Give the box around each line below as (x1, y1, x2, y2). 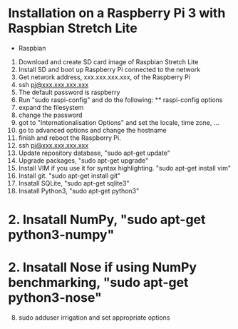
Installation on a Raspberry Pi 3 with (8, 5, 226, 21)
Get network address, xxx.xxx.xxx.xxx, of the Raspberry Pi (18, 73, 191, 81)
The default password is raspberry (18, 88, 120, 96)
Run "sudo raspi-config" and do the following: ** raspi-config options (18, 95, 223, 104)
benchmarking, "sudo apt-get (8, 275, 189, 290)
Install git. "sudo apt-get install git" (18, 171, 120, 180)
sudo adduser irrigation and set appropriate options (18, 313, 170, 322)
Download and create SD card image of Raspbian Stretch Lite (18, 57, 199, 66)
